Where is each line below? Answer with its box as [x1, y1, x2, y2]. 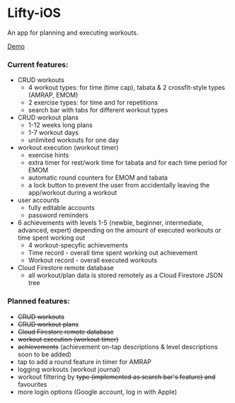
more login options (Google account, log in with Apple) [17, 387, 178, 396]
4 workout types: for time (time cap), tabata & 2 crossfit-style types [28, 83, 225, 92]
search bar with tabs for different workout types [28, 106, 168, 115]
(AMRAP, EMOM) [28, 90, 79, 100]
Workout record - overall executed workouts [28, 256, 158, 264]
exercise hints [28, 151, 69, 160]
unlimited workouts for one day [28, 136, 119, 144]
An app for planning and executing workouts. [7, 28, 139, 37]
